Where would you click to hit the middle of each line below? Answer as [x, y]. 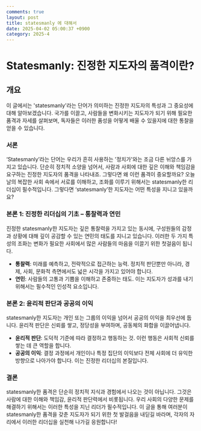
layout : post [23, 17]
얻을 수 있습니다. [26, 128]
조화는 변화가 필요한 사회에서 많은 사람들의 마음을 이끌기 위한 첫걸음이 [99, 243]
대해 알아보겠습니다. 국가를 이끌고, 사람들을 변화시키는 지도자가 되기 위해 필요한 [99, 113]
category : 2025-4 [28, 34]
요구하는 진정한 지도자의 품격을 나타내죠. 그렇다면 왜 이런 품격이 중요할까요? [95, 175]
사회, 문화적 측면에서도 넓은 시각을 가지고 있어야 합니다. [88, 271]
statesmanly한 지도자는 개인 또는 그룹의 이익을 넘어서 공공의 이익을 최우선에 [96, 318]
